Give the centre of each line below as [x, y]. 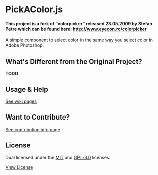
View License [19, 167]
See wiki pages [21, 101]
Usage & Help [27, 89]
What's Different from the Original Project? [74, 61]
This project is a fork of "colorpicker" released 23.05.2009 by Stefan [79, 23]
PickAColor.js [34, 9]
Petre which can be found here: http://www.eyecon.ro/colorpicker [76, 29]
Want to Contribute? [38, 117]
